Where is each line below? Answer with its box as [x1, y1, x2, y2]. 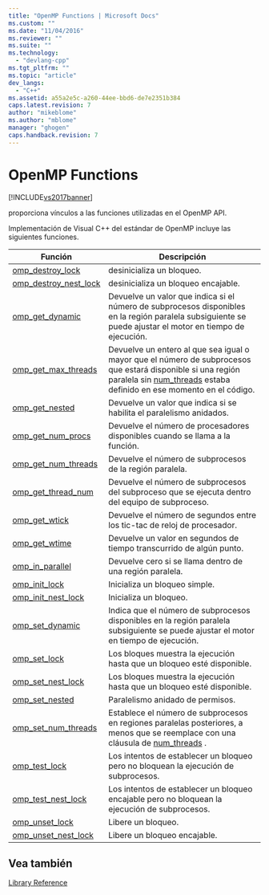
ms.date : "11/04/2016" [8, 26, 84, 35]
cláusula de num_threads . [107, 737, 207, 748]
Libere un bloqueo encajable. [107, 829, 218, 840]
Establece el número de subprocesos [107, 707, 248, 718]
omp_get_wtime [12, 537, 72, 548]
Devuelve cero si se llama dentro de [107, 555, 243, 567]
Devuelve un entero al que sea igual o [107, 344, 250, 355]
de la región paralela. [107, 463, 187, 474]
